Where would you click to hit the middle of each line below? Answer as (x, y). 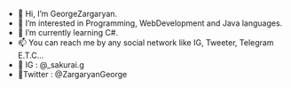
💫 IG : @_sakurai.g (51, 65)
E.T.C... (31, 55)
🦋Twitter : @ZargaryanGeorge (72, 74)
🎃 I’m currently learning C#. (67, 32)
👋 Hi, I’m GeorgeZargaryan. (67, 14)
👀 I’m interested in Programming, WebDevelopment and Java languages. (150, 23)
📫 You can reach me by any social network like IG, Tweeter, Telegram (145, 43)
